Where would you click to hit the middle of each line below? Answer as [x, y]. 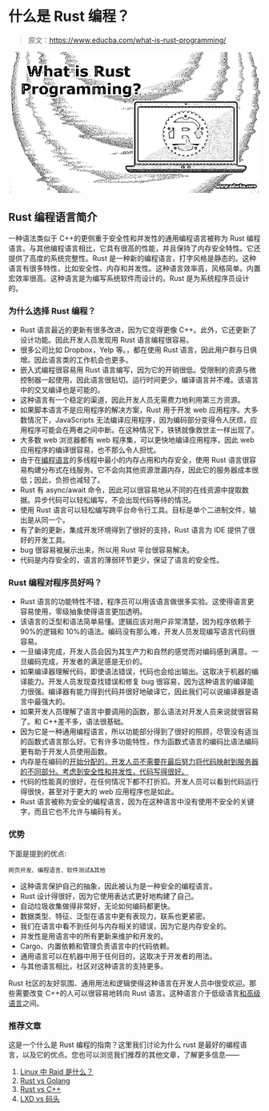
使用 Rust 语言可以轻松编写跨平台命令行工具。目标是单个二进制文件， [134, 510]
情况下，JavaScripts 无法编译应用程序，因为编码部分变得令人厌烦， [139, 420]
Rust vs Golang [45, 1081]
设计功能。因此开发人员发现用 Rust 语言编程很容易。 [106, 340]
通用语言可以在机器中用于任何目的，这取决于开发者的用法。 [118, 956]
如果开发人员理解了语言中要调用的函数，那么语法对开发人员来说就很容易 [139, 712]
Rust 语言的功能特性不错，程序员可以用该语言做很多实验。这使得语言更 [137, 602]
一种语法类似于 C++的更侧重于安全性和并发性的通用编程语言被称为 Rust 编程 [134, 238]
